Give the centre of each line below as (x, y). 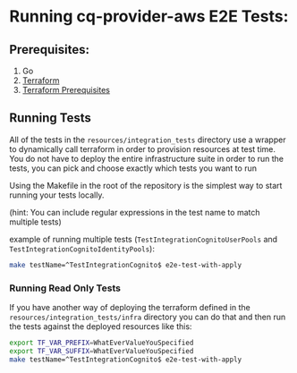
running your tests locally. (57, 195)
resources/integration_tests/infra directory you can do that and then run (148, 317)
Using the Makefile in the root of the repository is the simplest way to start (146, 185)
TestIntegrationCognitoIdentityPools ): (82, 249)
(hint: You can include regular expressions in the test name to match (135, 212)
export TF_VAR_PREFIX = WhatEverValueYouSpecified (102, 343)
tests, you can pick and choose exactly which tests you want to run (133, 168)
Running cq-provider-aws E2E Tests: (149, 17)
